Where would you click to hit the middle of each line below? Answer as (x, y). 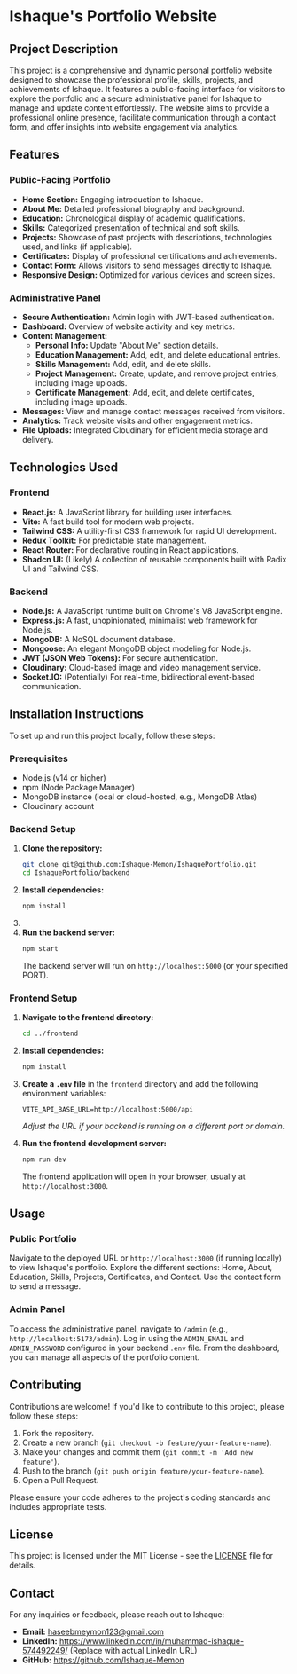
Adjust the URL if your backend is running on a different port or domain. (153, 1126)
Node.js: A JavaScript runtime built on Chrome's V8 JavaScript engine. (152, 610)
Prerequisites (39, 758)
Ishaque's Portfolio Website (113, 16)
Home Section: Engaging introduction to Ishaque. (113, 199)
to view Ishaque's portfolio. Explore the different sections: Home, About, (141, 1268)
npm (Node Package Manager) (78, 788)
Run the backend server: (68, 932)
